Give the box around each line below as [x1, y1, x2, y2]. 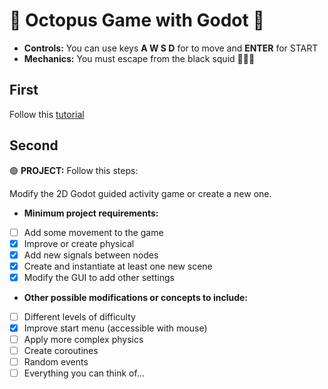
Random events [23, 356, 89, 368]
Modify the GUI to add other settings [23, 271, 175, 283]
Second [9, 137, 59, 154]
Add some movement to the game [23, 226, 164, 238]
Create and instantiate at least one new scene [23, 260, 213, 272]
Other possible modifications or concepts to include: [23, 291, 249, 303]
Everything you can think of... [23, 367, 145, 379]
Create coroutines [23, 345, 99, 357]
